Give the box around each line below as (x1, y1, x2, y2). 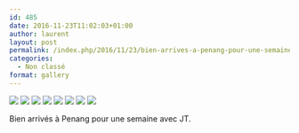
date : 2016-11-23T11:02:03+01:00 (9, 21, 133, 30)
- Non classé (17, 63, 66, 72)
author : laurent (9, 29, 69, 38)
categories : (9, 54, 53, 63)
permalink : (9, 46, 50, 55)
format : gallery (9, 71, 69, 80)
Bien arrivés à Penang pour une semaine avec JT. (9, 113, 191, 124)
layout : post (9, 37, 58, 47)
